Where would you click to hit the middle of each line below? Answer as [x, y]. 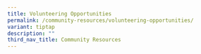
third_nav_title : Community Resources [64, 40]
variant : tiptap [31, 27]
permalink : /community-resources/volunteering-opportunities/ [100, 20]
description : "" [31, 33]
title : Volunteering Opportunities [60, 14]
